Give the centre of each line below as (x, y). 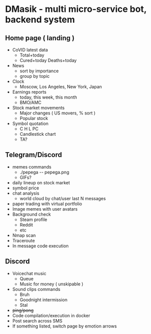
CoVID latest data (30, 50)
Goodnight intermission (44, 300)
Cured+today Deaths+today (48, 60)
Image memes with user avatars (45, 209)
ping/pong (23, 310)
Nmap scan (24, 235)
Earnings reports (29, 92)
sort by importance (39, 71)
